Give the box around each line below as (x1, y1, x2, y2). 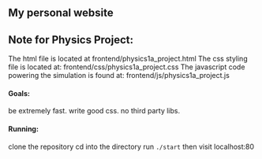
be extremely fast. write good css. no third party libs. (8, 106, 180, 116)
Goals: (8, 88, 30, 98)
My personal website (8, 6, 114, 20)
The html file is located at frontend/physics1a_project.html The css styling (8, 54, 248, 64)
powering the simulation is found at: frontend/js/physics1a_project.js (8, 71, 230, 80)
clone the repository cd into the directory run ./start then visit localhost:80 (8, 142, 255, 151)
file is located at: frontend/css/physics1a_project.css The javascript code (8, 62, 245, 72)
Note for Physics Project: (8, 33, 134, 46)
